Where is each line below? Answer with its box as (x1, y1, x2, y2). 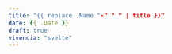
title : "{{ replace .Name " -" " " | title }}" (8, 11, 165, 20)
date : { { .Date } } (8, 19, 69, 27)
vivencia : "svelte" (8, 33, 73, 42)
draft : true (8, 26, 48, 34)
